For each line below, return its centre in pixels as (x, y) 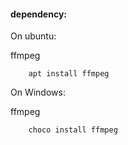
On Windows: (38, 92)
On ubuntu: (33, 36)
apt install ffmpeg (69, 74)
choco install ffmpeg (73, 130)
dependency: (39, 14)
